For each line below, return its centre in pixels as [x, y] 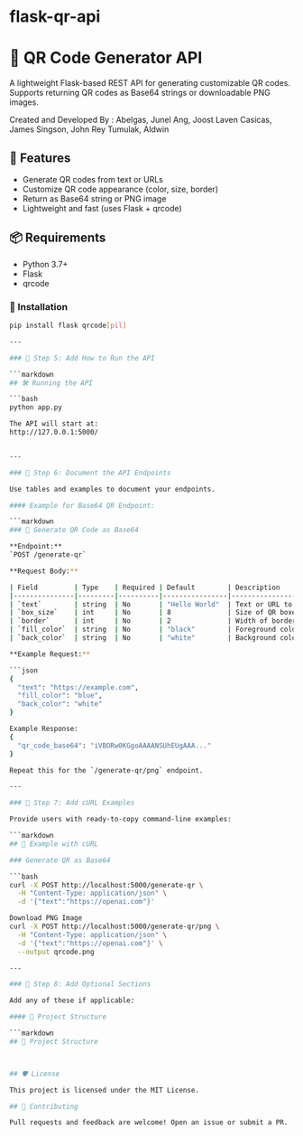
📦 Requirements [58, 238]
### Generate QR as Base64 [60, 860]
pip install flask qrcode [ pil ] [68, 326]
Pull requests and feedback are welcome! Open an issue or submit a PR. [149, 1122]
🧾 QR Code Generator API [106, 58]
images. [24, 102]
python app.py [36, 408]
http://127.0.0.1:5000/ [54, 432]
